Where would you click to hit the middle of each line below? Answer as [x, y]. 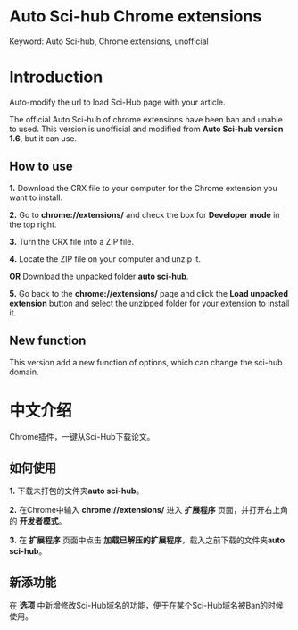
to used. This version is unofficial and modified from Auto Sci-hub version [146, 129]
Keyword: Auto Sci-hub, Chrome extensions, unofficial [109, 41]
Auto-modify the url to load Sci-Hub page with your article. [117, 102]
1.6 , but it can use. [43, 138]
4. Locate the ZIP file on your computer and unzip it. [105, 259]
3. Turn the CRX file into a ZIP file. [71, 241]
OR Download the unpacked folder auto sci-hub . [99, 276]
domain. [24, 372]
